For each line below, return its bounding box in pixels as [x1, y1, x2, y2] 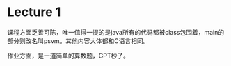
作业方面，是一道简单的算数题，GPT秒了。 [7, 51, 130, 60]
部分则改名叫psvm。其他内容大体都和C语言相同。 [7, 36, 150, 45]
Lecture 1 [7, 4, 61, 20]
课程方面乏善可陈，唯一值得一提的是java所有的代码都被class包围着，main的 [7, 28, 225, 36]
